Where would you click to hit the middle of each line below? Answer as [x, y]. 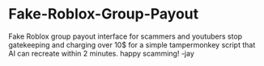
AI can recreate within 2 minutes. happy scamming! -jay [101, 53]
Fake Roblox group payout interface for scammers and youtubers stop [126, 36]
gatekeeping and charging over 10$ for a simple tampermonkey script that [132, 44]
